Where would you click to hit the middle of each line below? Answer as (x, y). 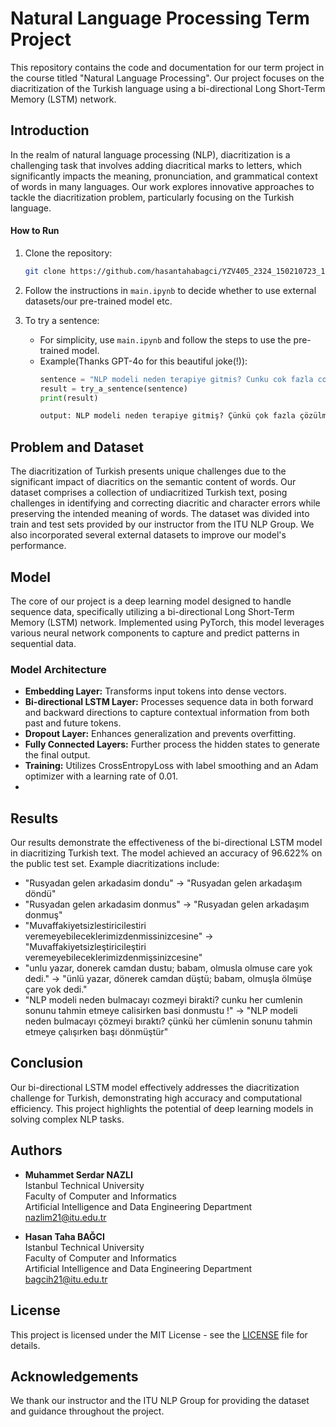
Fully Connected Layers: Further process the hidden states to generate (172, 744)
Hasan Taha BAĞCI (64, 1236)
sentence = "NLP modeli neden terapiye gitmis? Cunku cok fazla (176, 379)
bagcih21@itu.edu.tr (66, 1279)
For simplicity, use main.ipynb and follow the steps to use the (165, 339)
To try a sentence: (62, 320)
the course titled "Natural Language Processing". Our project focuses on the (167, 78)
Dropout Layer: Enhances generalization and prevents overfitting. (160, 734)
